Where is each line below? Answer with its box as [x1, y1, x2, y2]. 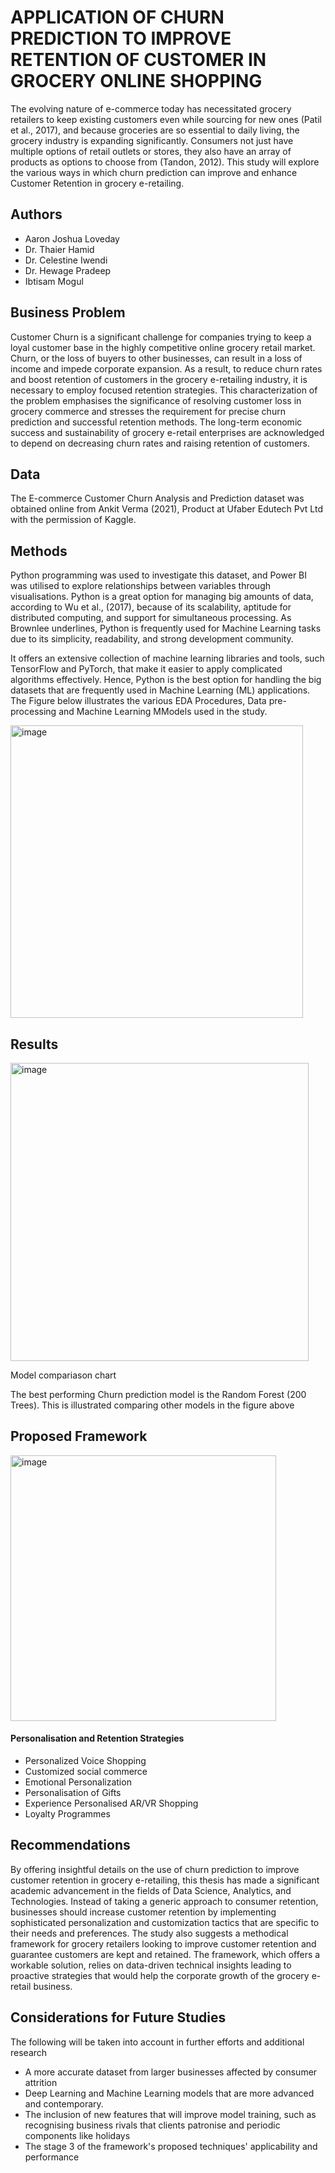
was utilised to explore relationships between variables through [10, 580, 272, 592]
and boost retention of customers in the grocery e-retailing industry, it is [10, 373, 308, 385]
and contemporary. [24, 2097, 104, 2110]
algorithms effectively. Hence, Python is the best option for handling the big [10, 674, 322, 686]
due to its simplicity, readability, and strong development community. [10, 633, 294, 645]
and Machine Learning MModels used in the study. [58, 706, 268, 718]
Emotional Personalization [24, 1776, 132, 1788]
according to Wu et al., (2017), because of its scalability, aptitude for [10, 601, 292, 613]
